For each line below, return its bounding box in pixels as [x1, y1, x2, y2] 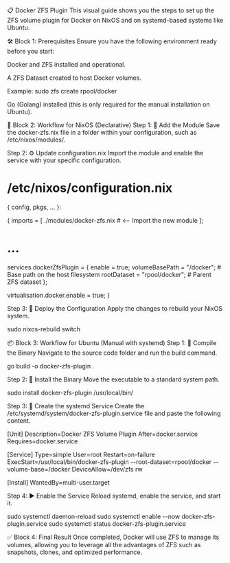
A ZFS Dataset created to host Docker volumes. [7, 74, 142, 82]
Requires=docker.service [7, 437, 78, 445]
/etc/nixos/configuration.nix [7, 180, 173, 196]
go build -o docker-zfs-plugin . [7, 362, 95, 370]
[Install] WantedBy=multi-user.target [7, 478, 110, 487]
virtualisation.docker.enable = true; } [7, 291, 111, 299]
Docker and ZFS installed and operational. [7, 60, 126, 68]
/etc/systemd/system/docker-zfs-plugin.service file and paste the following [7, 409, 221, 417]
